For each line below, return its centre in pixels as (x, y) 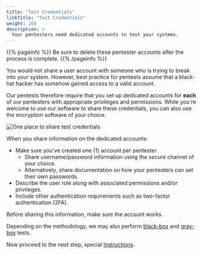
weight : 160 (21, 23)
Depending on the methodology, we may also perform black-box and (93, 226)
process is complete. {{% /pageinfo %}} (57, 59)
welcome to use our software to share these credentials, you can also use (99, 108)
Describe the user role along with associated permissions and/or (96, 183)
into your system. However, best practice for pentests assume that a (92, 77)
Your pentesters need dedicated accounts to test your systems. (95, 35)
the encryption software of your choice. (56, 115)
